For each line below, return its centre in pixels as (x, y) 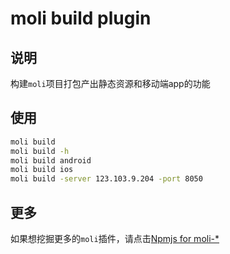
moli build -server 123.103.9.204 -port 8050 (106, 179)
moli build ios (42, 170)
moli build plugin (81, 18)
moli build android (51, 160)
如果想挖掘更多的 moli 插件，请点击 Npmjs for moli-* (115, 238)
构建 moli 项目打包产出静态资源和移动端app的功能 (110, 83)
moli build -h (40, 151)
